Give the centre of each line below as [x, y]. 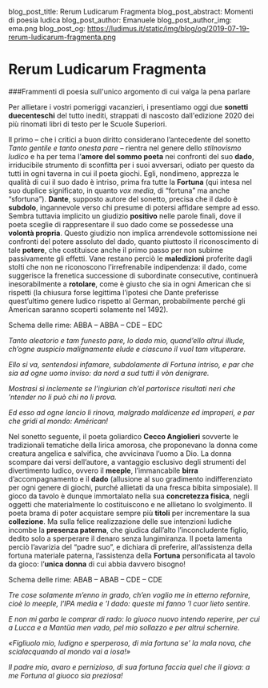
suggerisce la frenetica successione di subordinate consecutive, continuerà [133, 275]
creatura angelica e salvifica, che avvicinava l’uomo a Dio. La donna [120, 453]
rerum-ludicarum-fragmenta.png [62, 37]
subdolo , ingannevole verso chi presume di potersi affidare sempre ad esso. [134, 207]
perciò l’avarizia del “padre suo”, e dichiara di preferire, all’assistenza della [130, 546]
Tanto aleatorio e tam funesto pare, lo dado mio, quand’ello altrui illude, [127, 340]
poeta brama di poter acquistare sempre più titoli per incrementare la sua [129, 513]
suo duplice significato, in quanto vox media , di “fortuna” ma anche [119, 190]
